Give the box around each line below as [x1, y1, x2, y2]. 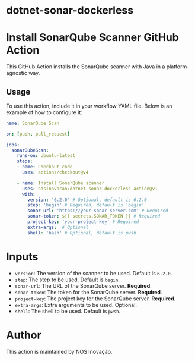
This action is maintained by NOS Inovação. [6, 348, 113, 355]
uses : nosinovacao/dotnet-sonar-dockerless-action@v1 [21, 186, 158, 192]
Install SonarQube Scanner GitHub [6, 31, 180, 45]
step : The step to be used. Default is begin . [14, 276, 120, 283]
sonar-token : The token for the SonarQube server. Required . [14, 288, 162, 296]
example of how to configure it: [6, 108, 83, 116]
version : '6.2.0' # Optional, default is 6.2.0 [27, 197, 147, 203]
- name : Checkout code [17, 164, 73, 170]
